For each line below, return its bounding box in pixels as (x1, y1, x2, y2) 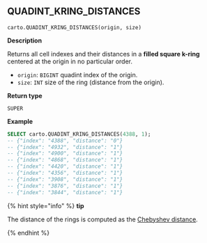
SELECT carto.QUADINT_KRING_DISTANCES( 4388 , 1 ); (7, 130, 151, 138)
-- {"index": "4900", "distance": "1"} (7, 150, 123, 157)
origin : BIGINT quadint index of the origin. (17, 70, 138, 79)
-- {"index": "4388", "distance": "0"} (7, 137, 123, 144)
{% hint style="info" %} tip (7, 201, 85, 210)
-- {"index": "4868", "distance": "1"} (7, 157, 123, 164)
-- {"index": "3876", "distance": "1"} (7, 182, 123, 189)
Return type (7, 91, 43, 100)
